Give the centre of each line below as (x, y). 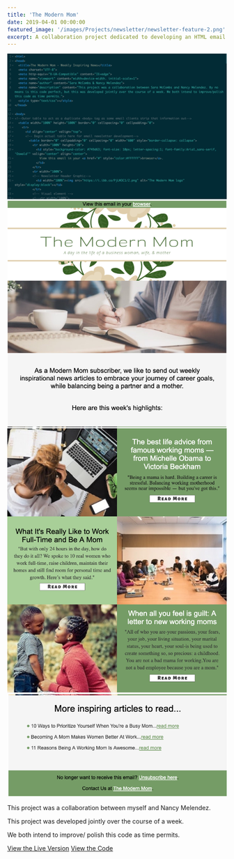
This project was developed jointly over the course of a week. (96, 821)
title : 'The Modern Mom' (43, 15)
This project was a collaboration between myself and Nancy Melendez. (109, 807)
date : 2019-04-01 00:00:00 (46, 22)
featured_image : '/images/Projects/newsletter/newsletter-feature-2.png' (117, 29)
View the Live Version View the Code (60, 848)
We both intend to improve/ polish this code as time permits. (94, 835)
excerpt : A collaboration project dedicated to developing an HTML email (117, 37)
